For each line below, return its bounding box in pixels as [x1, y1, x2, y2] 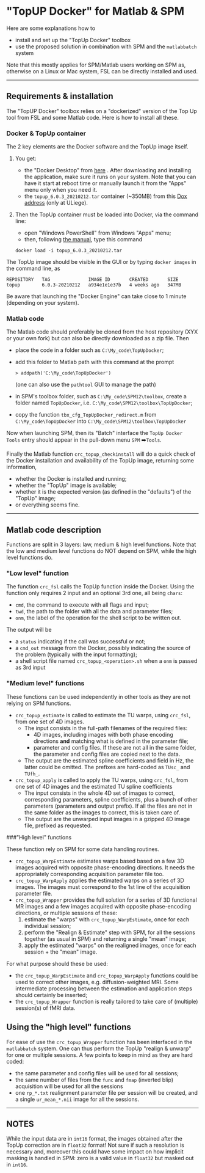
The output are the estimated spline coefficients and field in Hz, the [24, 756, 194, 764]
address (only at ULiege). [24, 199, 88, 206]
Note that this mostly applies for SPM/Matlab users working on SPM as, [6, 61, 186, 68]
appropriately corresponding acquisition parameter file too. [15, 870, 164, 877]
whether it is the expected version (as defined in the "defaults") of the [15, 488, 192, 495]
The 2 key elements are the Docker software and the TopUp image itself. [6, 143, 189, 150]
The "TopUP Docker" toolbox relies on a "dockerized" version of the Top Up [6, 107, 197, 114]
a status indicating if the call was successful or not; [15, 638, 146, 645]
